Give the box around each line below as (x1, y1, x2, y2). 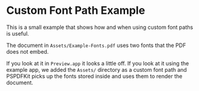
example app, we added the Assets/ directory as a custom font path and (6, 66, 187, 73)
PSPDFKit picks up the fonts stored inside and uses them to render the (6, 72, 183, 80)
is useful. (6, 30, 29, 37)
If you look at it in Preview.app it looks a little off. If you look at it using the (6, 60, 189, 67)
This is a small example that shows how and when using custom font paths (6, 24, 194, 31)
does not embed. (6, 48, 49, 55)
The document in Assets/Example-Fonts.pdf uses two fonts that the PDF (6, 42, 186, 49)
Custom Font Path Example (6, 4, 146, 17)
